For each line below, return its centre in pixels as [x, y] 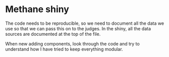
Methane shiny [37, 9]
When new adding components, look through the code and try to [72, 43]
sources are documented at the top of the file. [53, 34]
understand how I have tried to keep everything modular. [64, 49]
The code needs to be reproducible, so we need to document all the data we [85, 23]
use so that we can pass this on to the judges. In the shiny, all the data [78, 28]
